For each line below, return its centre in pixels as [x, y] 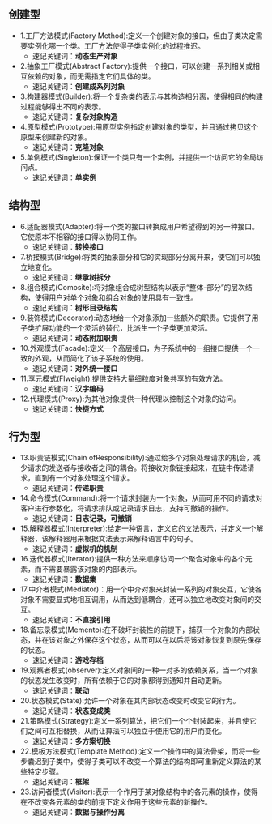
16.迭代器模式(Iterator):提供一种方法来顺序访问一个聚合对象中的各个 [132, 559]
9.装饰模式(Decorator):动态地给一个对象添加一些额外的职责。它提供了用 [139, 318]
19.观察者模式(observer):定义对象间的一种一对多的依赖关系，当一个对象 [139, 670]
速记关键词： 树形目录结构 [75, 307]
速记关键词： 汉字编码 [68, 388]
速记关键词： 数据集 [64, 579]
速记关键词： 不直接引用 [71, 620]
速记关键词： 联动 [61, 690]
